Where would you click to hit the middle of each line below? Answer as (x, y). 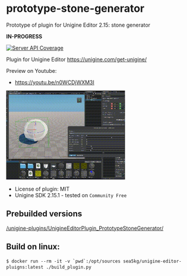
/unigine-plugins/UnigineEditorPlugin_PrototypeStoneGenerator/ (85, 228)
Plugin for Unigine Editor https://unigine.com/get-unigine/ (77, 59)
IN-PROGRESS (24, 36)
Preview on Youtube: (31, 70)
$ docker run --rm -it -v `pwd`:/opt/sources (63, 261)
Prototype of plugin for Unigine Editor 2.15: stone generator (78, 25)
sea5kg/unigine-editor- (152, 261)
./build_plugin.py (69, 267)
